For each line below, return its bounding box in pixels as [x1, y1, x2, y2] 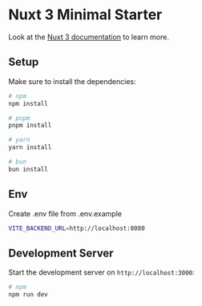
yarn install [8, 143, 52, 151]
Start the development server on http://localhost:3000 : [8, 268, 195, 277]
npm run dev [8, 291, 48, 299]
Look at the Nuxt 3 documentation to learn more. [8, 32, 170, 42]
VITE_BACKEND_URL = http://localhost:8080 [8, 224, 146, 232]
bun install [8, 165, 48, 173]
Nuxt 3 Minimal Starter [8, 6, 163, 24]
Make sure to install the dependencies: [8, 76, 136, 86]
